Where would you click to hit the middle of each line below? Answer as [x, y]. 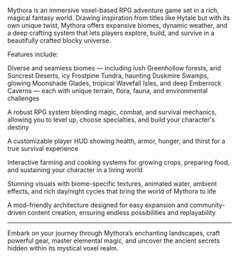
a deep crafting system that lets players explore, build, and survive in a [111, 33]
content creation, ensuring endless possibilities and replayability [122, 212]
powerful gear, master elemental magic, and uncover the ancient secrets [114, 240]
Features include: [33, 54]
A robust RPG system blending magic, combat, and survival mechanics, [112, 112]
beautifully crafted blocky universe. [59, 41]
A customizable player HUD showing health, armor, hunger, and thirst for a [116, 141]
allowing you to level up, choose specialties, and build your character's [111, 120]
